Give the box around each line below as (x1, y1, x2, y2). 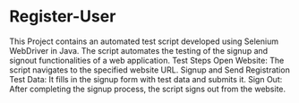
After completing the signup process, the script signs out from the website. (9, 83, 286, 94)
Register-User (9, 6, 116, 27)
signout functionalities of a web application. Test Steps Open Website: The (9, 55, 285, 65)
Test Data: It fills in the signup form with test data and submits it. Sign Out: (9, 73, 283, 84)
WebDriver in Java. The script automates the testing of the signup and (9, 45, 269, 56)
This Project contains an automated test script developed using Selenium (9, 36, 279, 47)
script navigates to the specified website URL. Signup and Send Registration (9, 64, 291, 75)
